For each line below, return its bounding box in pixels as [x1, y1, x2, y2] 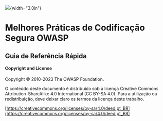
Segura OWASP [5, 33, 69, 44]
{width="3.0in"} [10, 5, 42, 11]
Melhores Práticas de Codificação [5, 22, 145, 34]
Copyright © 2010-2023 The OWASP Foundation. [5, 76, 104, 82]
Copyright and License [5, 66, 52, 71]
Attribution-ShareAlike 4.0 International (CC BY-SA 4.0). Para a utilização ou [5, 90, 157, 97]
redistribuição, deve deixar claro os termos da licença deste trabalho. [5, 96, 145, 102]
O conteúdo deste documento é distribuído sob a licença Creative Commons [5, 86, 159, 91]
